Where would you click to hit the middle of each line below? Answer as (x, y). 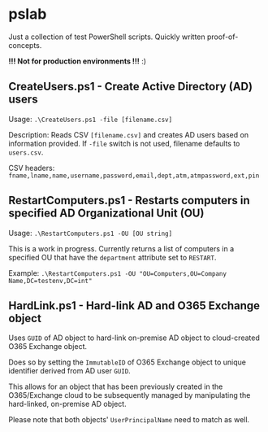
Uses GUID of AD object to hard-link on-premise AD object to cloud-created (134, 338)
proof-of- (223, 37)
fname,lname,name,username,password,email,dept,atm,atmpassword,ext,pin (134, 176)
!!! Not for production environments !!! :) (78, 61)
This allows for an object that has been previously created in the (116, 386)
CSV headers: (32, 168)
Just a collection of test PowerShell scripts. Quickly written (107, 37)
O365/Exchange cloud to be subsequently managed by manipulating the (130, 395)
